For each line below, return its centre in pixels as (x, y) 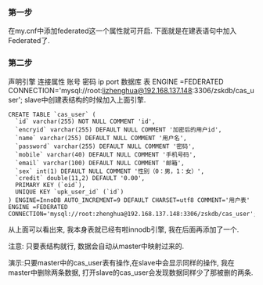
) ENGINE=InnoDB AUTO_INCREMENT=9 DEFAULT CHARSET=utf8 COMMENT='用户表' (129, 200)
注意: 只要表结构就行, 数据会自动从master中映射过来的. (96, 246)
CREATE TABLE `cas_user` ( (52, 114)
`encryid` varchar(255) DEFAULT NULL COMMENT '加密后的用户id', (119, 130)
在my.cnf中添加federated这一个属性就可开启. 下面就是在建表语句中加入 (122, 31)
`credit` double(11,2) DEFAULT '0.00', (80, 178)
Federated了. (29, 41)
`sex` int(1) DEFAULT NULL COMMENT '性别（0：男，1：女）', (110, 171)
